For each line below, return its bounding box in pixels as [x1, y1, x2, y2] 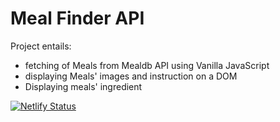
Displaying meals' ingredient [24, 80, 143, 92]
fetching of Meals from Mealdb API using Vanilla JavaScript [24, 59, 270, 71]
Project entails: [10, 40, 72, 52]
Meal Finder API [10, 7, 145, 30]
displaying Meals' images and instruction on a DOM [24, 70, 238, 82]
